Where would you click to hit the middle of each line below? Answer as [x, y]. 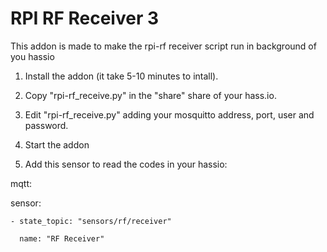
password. [46, 125]
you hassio [32, 56]
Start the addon [57, 144]
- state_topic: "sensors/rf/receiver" [91, 221]
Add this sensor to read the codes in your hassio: [126, 164]
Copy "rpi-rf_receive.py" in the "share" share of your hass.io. [150, 95]
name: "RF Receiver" [62, 238]
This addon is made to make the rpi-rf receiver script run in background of [163, 46]
